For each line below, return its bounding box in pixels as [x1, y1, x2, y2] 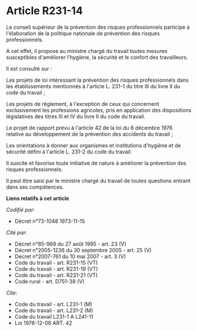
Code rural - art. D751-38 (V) [14, 277, 85, 285]
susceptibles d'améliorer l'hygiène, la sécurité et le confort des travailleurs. [6, 54, 188, 61]
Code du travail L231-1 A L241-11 [14, 313, 94, 320]
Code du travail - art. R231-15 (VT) [14, 259, 98, 266]
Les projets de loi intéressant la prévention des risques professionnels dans [6, 76, 189, 83]
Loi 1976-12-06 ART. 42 [14, 319, 72, 326]
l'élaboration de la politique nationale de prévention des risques [6, 29, 160, 36]
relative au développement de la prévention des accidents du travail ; [6, 131, 173, 138]
